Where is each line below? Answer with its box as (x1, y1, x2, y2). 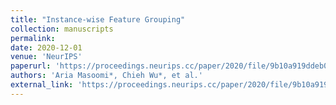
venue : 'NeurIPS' (10, 52, 83, 62)
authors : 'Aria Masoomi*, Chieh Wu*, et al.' (10, 71, 203, 81)
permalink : (10, 33, 56, 43)
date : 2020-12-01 (10, 42, 83, 53)
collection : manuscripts (10, 24, 114, 34)
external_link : (10, 80, 74, 90)
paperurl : (10, 61, 52, 71)
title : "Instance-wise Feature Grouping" (10, 14, 186, 25)
